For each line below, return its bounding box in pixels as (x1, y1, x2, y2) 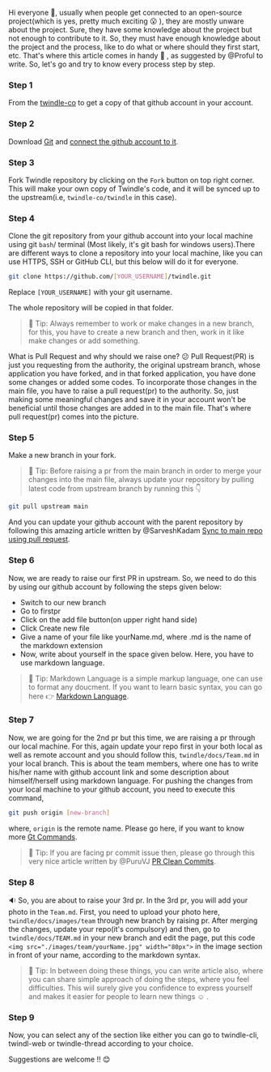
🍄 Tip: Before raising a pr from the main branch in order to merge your (28, 466, 262, 476)
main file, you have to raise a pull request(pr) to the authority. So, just (8, 386, 239, 396)
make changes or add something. (28, 336, 140, 346)
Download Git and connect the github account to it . (8, 136, 179, 146)
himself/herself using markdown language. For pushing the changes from (8, 775, 253, 785)
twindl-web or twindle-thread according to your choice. (8, 1039, 194, 1049)
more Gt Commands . (8, 831, 78, 842)
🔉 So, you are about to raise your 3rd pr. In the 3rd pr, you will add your (8, 895, 248, 905)
